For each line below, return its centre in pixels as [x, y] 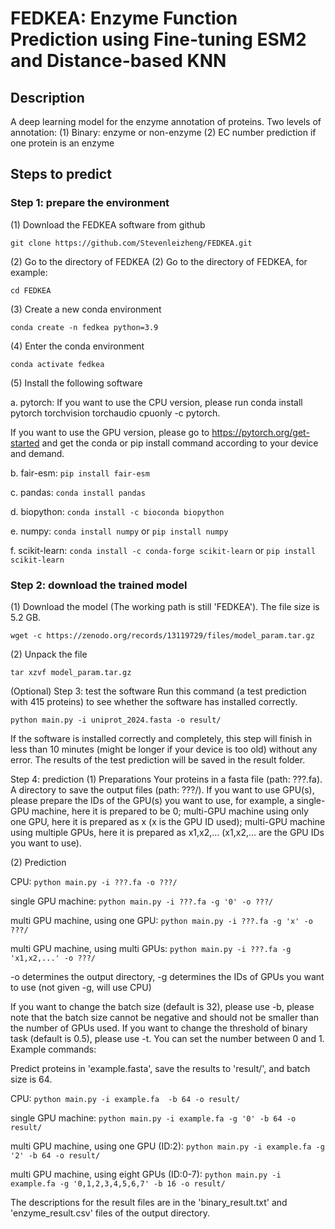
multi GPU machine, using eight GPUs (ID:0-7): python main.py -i [146, 1174]
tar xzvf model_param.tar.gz [71, 672]
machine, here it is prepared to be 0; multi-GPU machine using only [170, 811]
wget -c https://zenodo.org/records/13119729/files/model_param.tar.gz [162, 635]
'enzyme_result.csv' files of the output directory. [110, 1213]
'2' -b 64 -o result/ [55, 1155]
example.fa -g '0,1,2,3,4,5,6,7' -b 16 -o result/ [118, 1183]
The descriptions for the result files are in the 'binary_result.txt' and [149, 1202]
